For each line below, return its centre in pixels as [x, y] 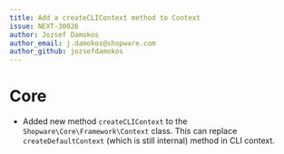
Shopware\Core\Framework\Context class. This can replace [130, 131]
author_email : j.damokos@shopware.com [83, 43]
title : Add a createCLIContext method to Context [105, 18]
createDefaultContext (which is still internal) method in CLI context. [148, 140]
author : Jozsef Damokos [54, 34]
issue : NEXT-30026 [44, 26]
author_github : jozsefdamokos [67, 52]
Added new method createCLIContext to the [105, 121]
